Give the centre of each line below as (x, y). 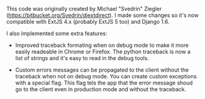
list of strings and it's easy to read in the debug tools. (82, 58)
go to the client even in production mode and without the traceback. (101, 89)
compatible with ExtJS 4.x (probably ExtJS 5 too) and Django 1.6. (88, 22)
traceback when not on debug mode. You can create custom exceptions (106, 76)
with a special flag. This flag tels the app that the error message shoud (104, 83)
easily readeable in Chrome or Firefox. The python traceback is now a (103, 52)
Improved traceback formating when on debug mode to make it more (102, 45)
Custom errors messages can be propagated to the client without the (102, 70)
